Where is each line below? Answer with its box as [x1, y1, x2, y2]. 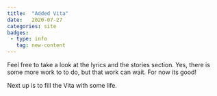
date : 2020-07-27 [7, 16, 63, 23]
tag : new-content [16, 42, 66, 49]
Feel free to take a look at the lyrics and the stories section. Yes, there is [7, 61, 211, 69]
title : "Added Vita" [7, 10, 69, 17]
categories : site [7, 23, 57, 29]
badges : [7, 29, 29, 36]
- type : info [10, 36, 48, 43]
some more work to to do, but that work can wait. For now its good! [7, 68, 197, 76]
